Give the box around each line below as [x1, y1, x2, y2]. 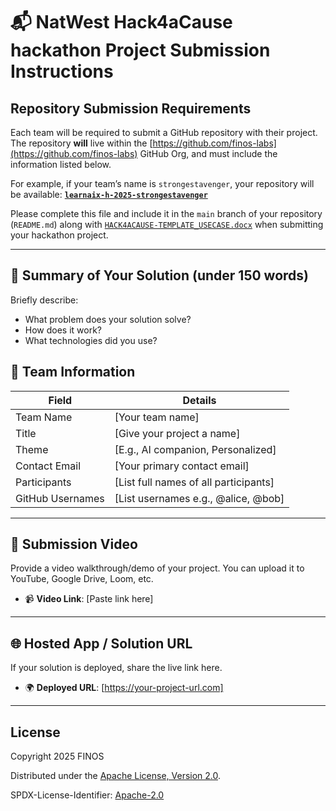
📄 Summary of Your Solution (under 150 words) [10, 267, 310, 284]
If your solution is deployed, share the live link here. [10, 662, 223, 674]
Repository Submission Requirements [10, 100, 252, 117]
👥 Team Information [10, 364, 136, 381]
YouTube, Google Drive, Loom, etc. [10, 573, 154, 585]
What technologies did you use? [24, 334, 158, 346]
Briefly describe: [10, 294, 79, 306]
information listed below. [10, 159, 112, 170]
